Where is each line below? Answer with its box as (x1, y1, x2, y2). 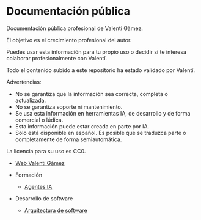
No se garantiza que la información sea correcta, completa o (15, 90, 168, 97)
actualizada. (15, 97, 46, 104)
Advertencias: (6, 78, 42, 86)
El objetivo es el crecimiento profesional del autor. (6, 36, 132, 43)
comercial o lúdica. (15, 116, 64, 123)
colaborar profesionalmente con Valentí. (6, 54, 108, 62)
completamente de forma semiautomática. (15, 136, 122, 143)
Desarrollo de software (15, 194, 73, 202)
